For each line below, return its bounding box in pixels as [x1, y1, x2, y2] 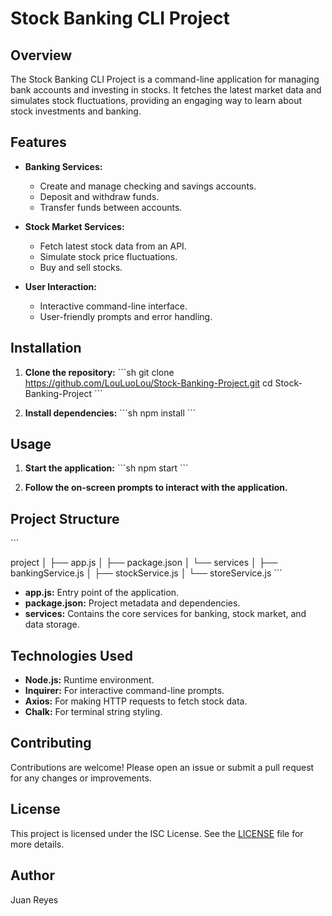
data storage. [24, 618, 80, 631]
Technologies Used [10, 647, 133, 664]
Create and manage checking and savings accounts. [39, 180, 257, 192]
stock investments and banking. [10, 105, 142, 117]
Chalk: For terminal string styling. [24, 706, 163, 718]
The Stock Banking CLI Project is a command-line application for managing [10, 73, 320, 85]
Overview [10, 47, 73, 64]
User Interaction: [24, 280, 97, 292]
